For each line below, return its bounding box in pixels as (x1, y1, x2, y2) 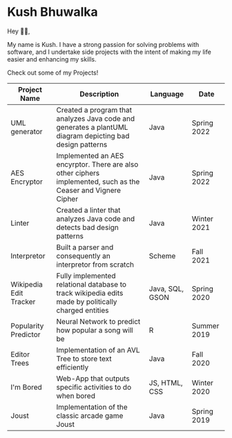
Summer (191, 321, 220, 330)
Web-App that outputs (56, 374, 130, 383)
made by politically (56, 296, 117, 306)
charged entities (56, 305, 109, 315)
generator (10, 126, 43, 136)
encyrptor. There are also (56, 160, 139, 169)
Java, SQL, (148, 284, 184, 294)
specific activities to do (56, 382, 132, 392)
